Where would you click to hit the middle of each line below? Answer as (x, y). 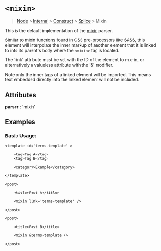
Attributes (21, 95)
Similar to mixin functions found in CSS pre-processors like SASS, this (75, 40)
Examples (20, 122)
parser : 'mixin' (20, 107)
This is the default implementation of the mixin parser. (59, 30)
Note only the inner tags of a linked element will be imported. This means (78, 74)
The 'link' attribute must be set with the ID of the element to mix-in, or (75, 59)
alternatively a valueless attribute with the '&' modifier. (59, 65)
